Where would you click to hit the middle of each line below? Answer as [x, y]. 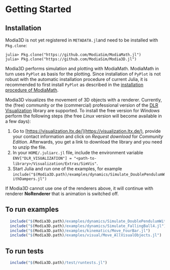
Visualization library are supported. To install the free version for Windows [82, 110]
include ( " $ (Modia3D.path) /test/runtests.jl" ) [59, 263]
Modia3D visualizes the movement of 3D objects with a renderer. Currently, [83, 100]
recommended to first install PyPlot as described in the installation [74, 85]
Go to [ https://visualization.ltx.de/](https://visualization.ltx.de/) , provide [87, 131]
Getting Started [38, 9]
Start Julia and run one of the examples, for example [67, 169]
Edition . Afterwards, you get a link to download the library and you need [87, 142]
